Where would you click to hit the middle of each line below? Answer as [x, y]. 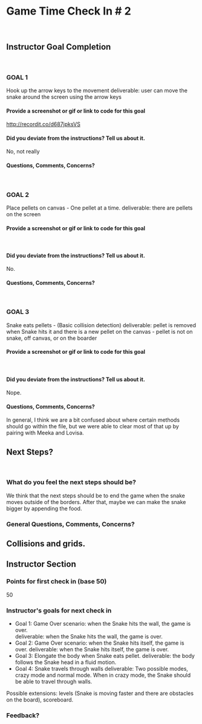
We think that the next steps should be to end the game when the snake [96, 496]
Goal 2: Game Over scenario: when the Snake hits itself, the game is [99, 643]
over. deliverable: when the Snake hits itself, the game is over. [92, 649]
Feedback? [23, 715]
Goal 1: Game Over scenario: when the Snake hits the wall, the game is [103, 623]
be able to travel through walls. [54, 681]
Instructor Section [41, 564]
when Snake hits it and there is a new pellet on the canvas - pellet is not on [99, 331]
